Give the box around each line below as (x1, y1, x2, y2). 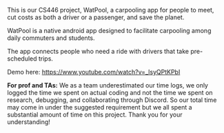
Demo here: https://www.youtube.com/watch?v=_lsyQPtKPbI (7, 68, 181, 76)
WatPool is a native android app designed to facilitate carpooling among (7, 27, 212, 34)
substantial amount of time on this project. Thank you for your (7, 110, 183, 119)
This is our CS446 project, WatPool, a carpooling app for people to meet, (7, 6, 214, 14)
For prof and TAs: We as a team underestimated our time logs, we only (7, 81, 209, 89)
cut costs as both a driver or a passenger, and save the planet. (7, 13, 185, 21)
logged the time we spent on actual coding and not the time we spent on (7, 89, 213, 96)
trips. (38, 54, 54, 63)
